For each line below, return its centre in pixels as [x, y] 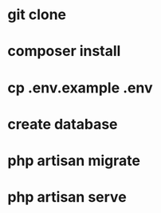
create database [63, 124]
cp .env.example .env [80, 87]
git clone [37, 15]
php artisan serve [67, 197]
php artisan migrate [74, 160]
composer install [64, 51]
